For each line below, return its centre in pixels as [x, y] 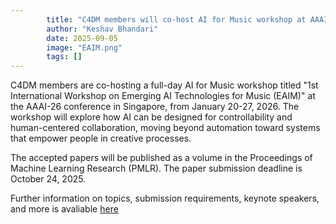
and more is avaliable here [64, 209]
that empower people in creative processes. [101, 138]
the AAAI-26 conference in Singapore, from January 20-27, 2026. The [155, 107]
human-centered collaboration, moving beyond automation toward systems [165, 128]
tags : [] [64, 57]
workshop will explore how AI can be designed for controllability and [151, 117]
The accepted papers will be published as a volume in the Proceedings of [161, 158]
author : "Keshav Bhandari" [102, 29]
